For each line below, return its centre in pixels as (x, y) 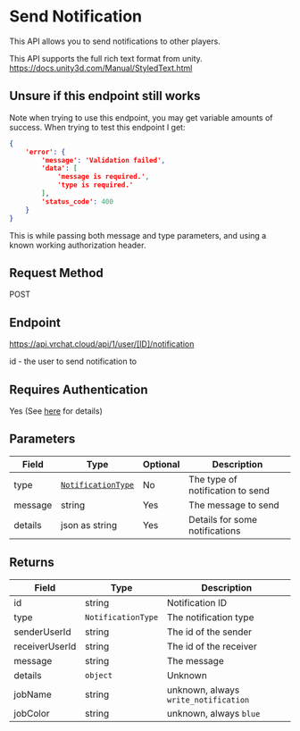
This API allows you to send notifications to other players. (115, 41)
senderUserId (42, 632)
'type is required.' (95, 185)
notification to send (229, 491)
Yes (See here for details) (56, 411)
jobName (33, 694)
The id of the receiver (212, 646)
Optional (161, 464)
